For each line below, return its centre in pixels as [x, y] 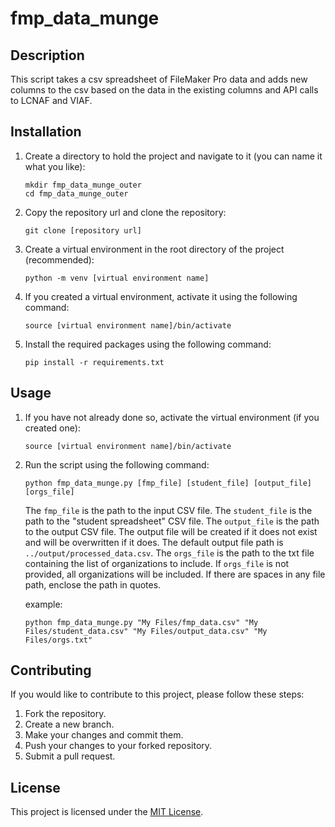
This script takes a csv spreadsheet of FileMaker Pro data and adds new [159, 79]
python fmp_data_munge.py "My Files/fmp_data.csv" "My [141, 622]
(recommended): [59, 259]
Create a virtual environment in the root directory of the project [154, 249]
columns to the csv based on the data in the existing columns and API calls [164, 90]
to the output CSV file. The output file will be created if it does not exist [171, 531]
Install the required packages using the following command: [148, 344]
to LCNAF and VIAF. [51, 100]
